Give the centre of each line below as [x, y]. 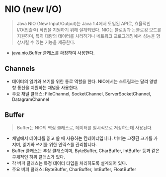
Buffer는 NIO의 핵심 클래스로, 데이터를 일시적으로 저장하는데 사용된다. [84, 127]
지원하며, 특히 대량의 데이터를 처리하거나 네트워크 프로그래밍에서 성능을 [86, 36]
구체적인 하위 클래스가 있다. [39, 157]
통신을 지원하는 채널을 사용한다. [48, 88]
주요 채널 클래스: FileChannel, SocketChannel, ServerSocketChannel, [82, 93]
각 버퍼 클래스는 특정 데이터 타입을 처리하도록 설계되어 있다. [70, 163]
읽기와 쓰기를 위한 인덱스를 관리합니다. [60, 144]
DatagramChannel [30, 99]
